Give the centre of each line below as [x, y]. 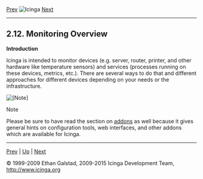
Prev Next [30, 9]
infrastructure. [24, 86]
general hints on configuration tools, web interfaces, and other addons [94, 128]
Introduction [22, 48]
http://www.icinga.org [34, 169]
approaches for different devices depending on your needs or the [88, 79]
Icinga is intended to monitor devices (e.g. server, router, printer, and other [99, 60]
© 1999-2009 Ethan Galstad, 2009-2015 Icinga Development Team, [90, 163]
